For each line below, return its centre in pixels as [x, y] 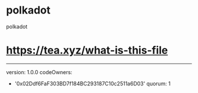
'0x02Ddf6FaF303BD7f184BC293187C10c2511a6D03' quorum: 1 [93, 84]
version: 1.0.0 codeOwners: [39, 72]
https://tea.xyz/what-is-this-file [87, 50]
